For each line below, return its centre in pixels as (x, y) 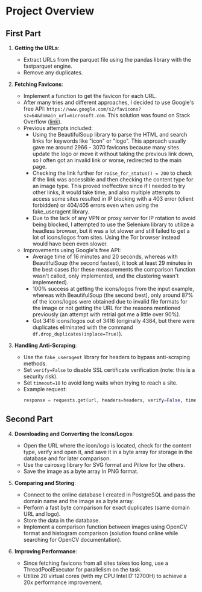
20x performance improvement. (63, 582)
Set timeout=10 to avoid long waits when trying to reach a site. (100, 383)
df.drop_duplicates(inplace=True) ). (77, 333)
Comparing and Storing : (45, 483)
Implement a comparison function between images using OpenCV (105, 527)
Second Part (29, 419)
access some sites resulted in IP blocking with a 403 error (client (113, 199)
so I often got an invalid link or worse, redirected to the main (107, 160)
